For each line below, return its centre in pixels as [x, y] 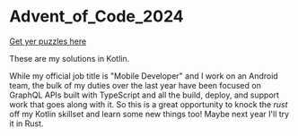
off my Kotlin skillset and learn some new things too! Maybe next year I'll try [149, 114]
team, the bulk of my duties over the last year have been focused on [136, 85]
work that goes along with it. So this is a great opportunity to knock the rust [149, 104]
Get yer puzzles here [48, 41]
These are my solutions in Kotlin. [70, 58]
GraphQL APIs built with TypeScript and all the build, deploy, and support [145, 95]
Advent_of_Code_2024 [96, 17]
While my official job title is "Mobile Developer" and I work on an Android [144, 76]
